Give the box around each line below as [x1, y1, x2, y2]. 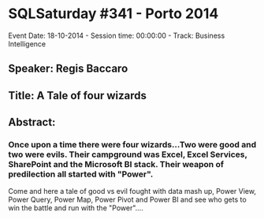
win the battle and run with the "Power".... [8, 203, 143, 213]
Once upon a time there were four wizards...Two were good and [8, 139, 257, 150]
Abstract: [8, 116, 56, 129]
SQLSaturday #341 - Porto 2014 [8, 5, 219, 23]
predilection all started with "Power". [8, 169, 154, 180]
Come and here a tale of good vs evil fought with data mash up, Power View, [8, 187, 256, 196]
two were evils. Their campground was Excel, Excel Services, [8, 149, 247, 160]
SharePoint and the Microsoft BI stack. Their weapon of [8, 159, 225, 170]
